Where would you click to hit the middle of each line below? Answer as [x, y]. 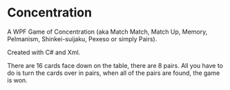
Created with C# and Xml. [44, 52]
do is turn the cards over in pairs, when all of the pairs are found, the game [114, 73]
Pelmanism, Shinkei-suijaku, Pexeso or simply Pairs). [82, 38]
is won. [17, 80]
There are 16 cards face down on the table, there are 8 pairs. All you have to [115, 65]
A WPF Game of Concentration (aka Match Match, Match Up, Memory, [107, 32]
